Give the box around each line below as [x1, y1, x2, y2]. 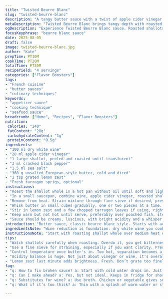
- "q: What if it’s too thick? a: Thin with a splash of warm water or [5, 282, 157, 287]
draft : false [5, 40, 32, 45]
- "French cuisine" [5, 82, 46, 87]
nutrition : [5, 119, 28, 124]
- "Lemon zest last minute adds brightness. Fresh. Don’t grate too [5, 259, 151, 264]
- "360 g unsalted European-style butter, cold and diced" [5, 170, 131, 175]
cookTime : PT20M [5, 59, 39, 64]
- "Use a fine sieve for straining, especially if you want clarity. [5, 245, 153, 250]
